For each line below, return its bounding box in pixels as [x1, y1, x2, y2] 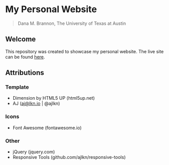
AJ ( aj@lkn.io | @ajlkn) [12, 100, 60, 107]
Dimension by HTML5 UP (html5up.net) [12, 95, 95, 101]
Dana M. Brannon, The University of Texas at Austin [17, 20, 126, 26]
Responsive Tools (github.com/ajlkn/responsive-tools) [12, 154, 126, 160]
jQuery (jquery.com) [12, 149, 55, 155]
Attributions [5, 68, 45, 77]
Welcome [5, 35, 36, 44]
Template [5, 84, 29, 91]
